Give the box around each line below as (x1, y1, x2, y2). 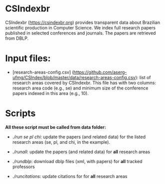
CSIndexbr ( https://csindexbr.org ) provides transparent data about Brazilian (5, 19, 161, 25)
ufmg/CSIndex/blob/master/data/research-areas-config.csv (12, 74, 136, 80)
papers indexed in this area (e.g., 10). (12, 90, 89, 96)
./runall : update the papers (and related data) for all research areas (12, 149, 151, 155)
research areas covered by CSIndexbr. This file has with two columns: (12, 80, 156, 86)
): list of (135, 74, 151, 80)
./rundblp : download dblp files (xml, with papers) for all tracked (12, 158, 143, 164)
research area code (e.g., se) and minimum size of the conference (12, 85, 149, 91)
